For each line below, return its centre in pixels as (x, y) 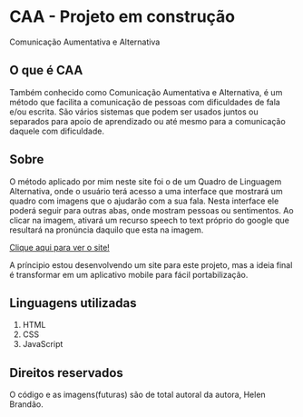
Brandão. (26, 404)
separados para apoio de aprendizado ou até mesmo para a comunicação (147, 121)
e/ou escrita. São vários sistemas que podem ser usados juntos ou (134, 112)
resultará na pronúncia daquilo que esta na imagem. (107, 230)
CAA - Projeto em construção (122, 17)
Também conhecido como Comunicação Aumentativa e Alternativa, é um (146, 92)
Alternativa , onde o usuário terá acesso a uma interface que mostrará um (146, 191)
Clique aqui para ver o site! (60, 247)
